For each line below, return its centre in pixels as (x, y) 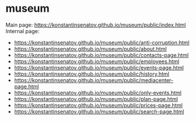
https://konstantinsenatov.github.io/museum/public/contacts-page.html (101, 55)
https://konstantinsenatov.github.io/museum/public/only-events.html (98, 93)
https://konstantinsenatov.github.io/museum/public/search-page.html (99, 112)
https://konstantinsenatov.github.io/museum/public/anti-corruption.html (102, 42)
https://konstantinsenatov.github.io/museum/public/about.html (90, 48)
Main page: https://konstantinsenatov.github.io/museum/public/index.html (96, 25)
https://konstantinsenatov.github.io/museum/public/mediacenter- (94, 80)
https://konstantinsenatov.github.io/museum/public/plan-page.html (96, 99)
